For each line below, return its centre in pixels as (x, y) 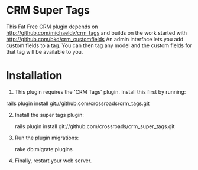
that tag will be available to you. (45, 51)
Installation (34, 76)
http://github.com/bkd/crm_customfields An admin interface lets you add (95, 39)
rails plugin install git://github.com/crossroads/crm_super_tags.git (95, 126)
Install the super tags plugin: (49, 115)
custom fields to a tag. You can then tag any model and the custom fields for (99, 45)
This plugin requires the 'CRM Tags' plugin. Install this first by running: (100, 91)
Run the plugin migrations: (47, 138)
